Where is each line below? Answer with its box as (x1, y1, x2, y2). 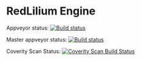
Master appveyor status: (6, 36, 67, 43)
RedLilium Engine (6, 4, 96, 18)
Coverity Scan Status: (6, 47, 61, 55)
